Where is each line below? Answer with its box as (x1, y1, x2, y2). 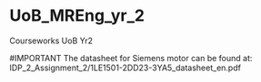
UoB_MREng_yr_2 (9, 5, 146, 26)
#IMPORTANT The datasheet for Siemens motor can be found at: (9, 52, 253, 63)
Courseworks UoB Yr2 (9, 35, 94, 46)
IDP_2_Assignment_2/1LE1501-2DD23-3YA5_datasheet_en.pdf (9, 62, 241, 73)
